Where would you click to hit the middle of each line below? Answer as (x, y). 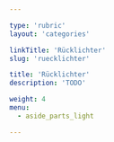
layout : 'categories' (50, 34)
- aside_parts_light (56, 116)
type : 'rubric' (38, 25)
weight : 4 (28, 100)
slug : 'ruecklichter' (50, 58)
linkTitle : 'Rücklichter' (57, 50)
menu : (19, 108)
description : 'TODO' (48, 83)
